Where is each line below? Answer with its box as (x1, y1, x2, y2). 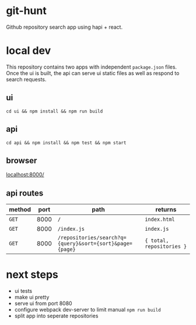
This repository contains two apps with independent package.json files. (6, 63, 177, 70)
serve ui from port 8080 (14, 300, 72, 307)
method (9, 206, 31, 214)
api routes (6, 188, 44, 198)
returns (155, 206, 177, 214)
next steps (6, 268, 58, 282)
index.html (145, 216, 175, 223)
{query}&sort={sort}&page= (57, 240, 132, 247)
